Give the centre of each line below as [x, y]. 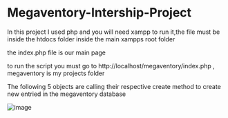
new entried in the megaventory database [67, 94]
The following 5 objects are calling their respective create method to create [114, 86]
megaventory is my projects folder [56, 73]
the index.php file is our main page [56, 52]
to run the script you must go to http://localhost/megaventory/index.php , [111, 66]
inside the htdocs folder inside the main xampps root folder [91, 39]
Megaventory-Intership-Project [99, 13]
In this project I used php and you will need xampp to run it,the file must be [114, 32]
